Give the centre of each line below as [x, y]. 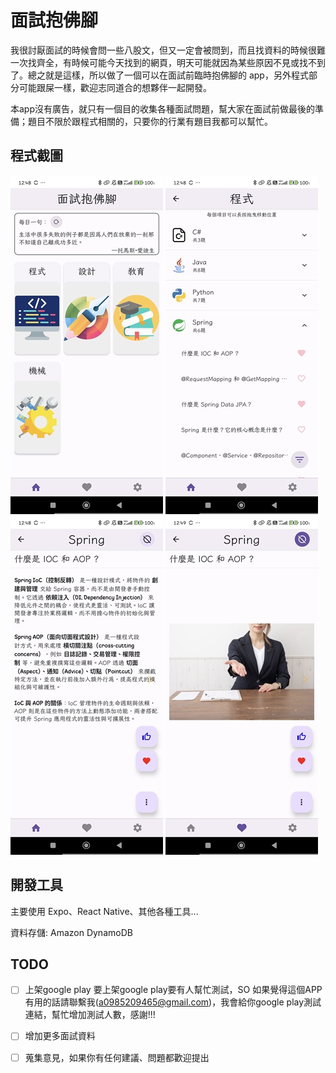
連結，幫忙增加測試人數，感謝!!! [90, 1015]
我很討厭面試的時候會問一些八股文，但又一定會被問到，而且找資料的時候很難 [168, 50]
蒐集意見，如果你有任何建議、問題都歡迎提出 [117, 1057]
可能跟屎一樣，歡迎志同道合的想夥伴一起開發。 [115, 87]
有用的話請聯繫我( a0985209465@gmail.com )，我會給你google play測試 [173, 1002]
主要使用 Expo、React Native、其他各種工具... [104, 911]
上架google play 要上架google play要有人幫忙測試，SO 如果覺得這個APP [173, 990]
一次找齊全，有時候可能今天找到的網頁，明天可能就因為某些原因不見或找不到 [168, 62]
